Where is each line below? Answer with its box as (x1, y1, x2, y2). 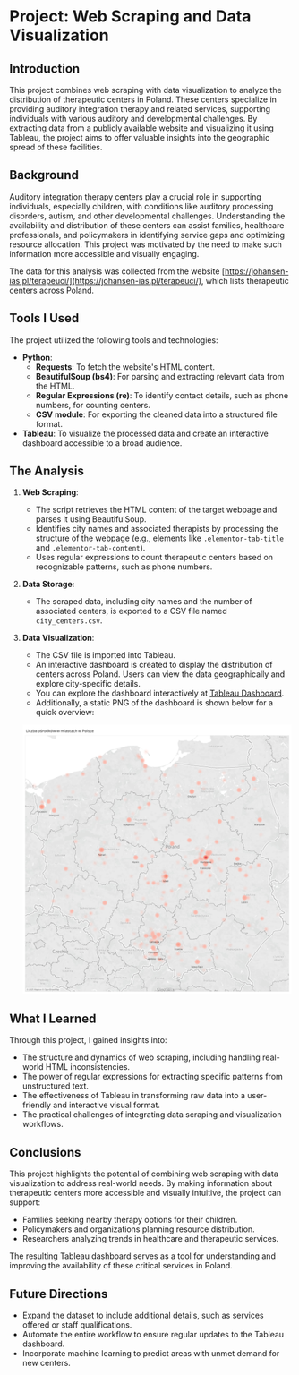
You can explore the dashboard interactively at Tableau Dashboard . (35, 687, 285, 699)
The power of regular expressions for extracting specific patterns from (21, 1072, 284, 1082)
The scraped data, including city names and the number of (35, 596, 252, 607)
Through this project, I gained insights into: (9, 1035, 167, 1046)
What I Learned (9, 1012, 97, 1027)
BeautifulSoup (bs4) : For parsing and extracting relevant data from (35, 371, 285, 381)
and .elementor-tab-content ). (35, 542, 146, 553)
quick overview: (35, 707, 95, 718)
